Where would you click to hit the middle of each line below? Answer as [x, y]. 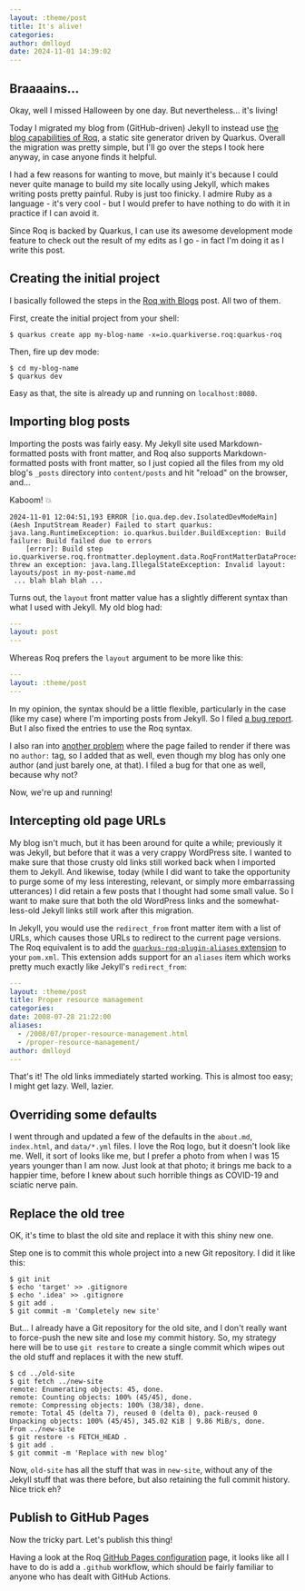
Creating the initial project [85, 278]
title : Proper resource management [77, 1000]
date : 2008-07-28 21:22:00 [60, 1017]
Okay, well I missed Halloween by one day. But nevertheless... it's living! [144, 110]
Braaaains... [44, 89]
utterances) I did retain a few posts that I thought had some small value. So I [152, 890]
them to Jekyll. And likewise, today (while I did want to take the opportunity [150, 871]
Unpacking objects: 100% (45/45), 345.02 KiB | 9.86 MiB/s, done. [138, 1421]
